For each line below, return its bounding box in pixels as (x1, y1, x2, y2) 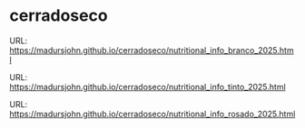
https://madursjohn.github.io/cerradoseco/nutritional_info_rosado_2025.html (9, 108, 296, 119)
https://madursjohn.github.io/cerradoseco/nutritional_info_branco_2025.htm (9, 44, 294, 55)
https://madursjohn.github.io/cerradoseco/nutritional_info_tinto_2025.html (9, 81, 286, 92)
